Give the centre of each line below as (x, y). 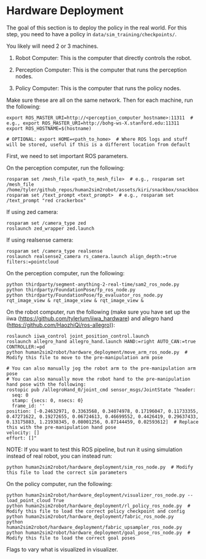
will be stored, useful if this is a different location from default (98, 145)
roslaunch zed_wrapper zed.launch (51, 228)
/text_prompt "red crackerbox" (46, 200)
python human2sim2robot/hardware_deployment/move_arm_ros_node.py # (97, 352)
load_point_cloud (29, 500)
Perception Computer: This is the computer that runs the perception (101, 70)
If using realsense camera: (40, 240)
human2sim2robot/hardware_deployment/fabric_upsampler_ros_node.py (94, 527)
